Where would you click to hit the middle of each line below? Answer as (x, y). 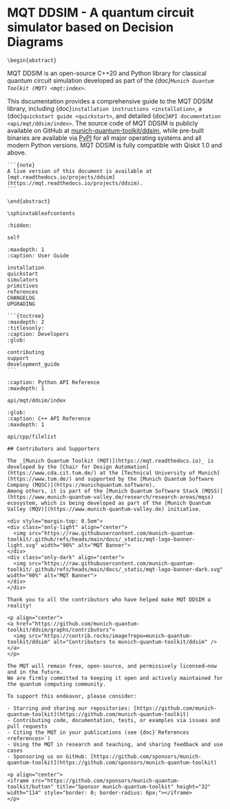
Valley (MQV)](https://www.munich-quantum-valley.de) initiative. (104, 509)
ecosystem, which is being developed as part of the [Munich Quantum (109, 503)
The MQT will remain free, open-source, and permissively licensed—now (112, 666)
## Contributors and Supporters (53, 449)
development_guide (33, 364)
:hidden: (20, 226)
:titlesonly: (26, 328)
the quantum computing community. (57, 684)
